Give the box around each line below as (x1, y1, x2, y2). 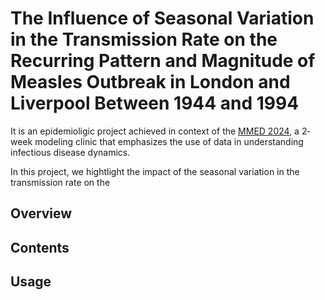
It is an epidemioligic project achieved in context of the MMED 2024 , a (10, 125, 300, 137)
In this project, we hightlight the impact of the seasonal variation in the (10, 165, 300, 177)
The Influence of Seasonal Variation (10, 7, 315, 30)
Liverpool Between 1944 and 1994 (10, 92, 300, 115)
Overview (10, 205, 73, 222)
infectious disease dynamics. (10, 146, 131, 158)
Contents (10, 239, 70, 256)
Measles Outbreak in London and (10, 71, 291, 94)
